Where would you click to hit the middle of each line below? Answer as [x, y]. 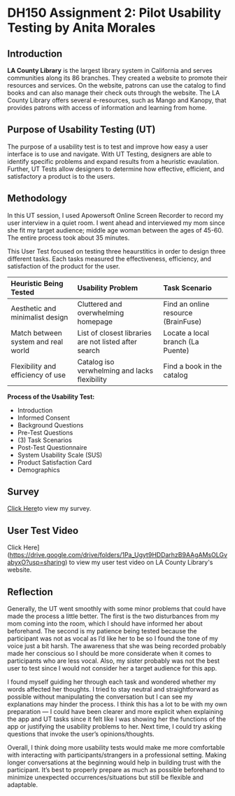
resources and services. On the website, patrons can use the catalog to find [116, 85]
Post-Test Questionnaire [52, 447]
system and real [37, 341]
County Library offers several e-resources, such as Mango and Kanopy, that [117, 100]
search [88, 350]
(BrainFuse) [183, 322]
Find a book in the [193, 366]
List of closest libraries [114, 333]
